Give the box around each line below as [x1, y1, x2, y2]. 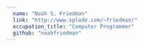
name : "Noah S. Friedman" [13, 10, 88, 17]
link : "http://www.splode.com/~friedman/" [13, 17, 138, 23]
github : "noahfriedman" [13, 29, 81, 37]
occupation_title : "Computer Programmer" [13, 23, 135, 30]
